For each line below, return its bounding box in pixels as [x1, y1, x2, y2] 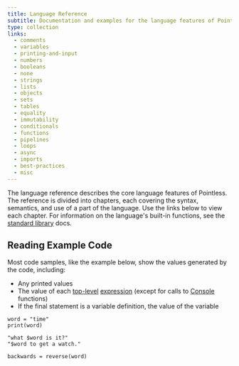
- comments [14, 37, 46, 44]
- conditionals [14, 122, 59, 130]
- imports [14, 156, 43, 163]
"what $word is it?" [7, 335, 69, 342]
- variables [14, 43, 50, 50]
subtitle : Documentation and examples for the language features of [7, 17, 215, 24]
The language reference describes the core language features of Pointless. [7, 188, 228, 197]
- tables [14, 103, 40, 110]
